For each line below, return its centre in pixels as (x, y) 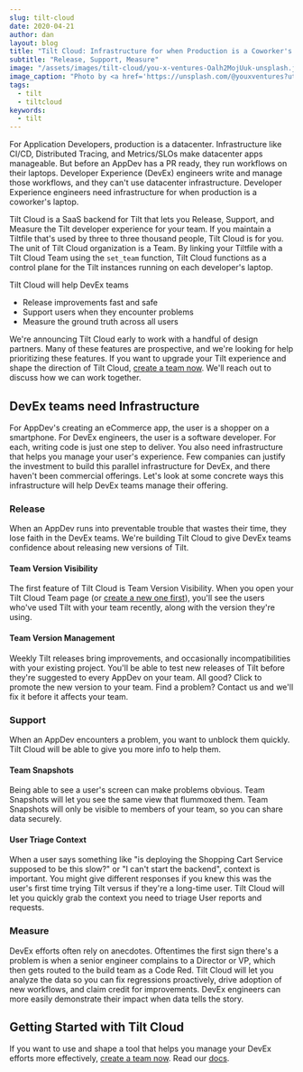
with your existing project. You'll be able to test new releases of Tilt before (147, 668)
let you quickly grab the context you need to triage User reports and (136, 898)
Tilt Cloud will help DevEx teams (69, 285)
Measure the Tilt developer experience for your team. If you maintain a (141, 229)
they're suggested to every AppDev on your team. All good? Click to (136, 677)
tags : (19, 85)
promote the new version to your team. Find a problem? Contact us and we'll (151, 687)
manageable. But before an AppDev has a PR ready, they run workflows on (148, 164)
